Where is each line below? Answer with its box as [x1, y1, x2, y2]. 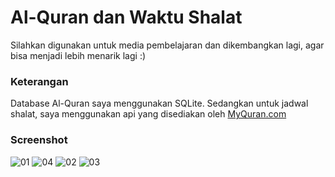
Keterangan [10, 74, 69, 88]
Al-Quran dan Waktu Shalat [10, 6, 243, 29]
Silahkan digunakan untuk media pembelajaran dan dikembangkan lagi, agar [10, 39, 325, 51]
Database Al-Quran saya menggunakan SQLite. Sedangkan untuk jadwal [10, 97, 309, 110]
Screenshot [10, 133, 68, 147]
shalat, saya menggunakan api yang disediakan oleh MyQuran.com [10, 108, 287, 120]
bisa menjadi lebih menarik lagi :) [10, 49, 147, 61]
